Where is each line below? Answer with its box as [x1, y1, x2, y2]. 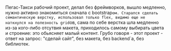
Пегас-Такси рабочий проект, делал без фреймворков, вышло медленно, [5, 5, 166, 10]
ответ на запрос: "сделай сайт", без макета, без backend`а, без [5, 35, 144, 41]
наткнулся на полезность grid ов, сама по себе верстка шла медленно [5, 20, 159, 25]
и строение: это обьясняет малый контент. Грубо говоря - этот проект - [5, 30, 163, 36]
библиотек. [5, 41, 30, 47]
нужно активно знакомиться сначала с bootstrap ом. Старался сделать [5, 10, 159, 16]
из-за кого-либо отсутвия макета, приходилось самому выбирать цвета [5, 25, 164, 31]
